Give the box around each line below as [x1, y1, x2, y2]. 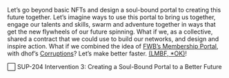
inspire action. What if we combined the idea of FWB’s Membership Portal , [7, 42, 219, 50]
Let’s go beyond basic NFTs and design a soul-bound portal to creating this [7, 6, 221, 14]
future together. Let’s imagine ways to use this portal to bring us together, [7, 13, 216, 21]
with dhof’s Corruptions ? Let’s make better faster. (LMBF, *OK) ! [7, 49, 188, 57]
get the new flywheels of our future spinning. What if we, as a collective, [7, 27, 213, 36]
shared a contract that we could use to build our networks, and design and [7, 35, 219, 43]
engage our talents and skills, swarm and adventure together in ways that [7, 21, 216, 28]
